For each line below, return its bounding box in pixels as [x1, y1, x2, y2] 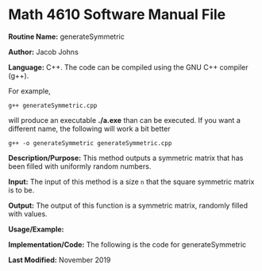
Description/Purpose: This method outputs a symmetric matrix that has [8, 153, 244, 162]
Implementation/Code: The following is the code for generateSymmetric [8, 239, 247, 249]
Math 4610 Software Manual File [8, 6, 226, 24]
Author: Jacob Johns [8, 47, 79, 56]
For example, [8, 86, 52, 96]
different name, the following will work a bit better [8, 124, 171, 133]
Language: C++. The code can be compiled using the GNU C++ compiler [8, 62, 249, 72]
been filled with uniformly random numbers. [8, 161, 152, 171]
